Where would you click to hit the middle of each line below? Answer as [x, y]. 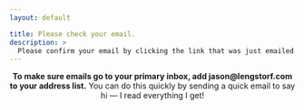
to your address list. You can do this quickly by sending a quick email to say [152, 86]
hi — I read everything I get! [152, 96]
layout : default [40, 18]
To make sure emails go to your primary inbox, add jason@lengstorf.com [152, 77]
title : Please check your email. [73, 34]
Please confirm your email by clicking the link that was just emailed [156, 50]
